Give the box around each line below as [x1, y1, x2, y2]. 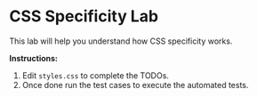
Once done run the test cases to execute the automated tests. [21, 79, 249, 90]
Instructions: [9, 53, 59, 63]
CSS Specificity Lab [9, 6, 158, 27]
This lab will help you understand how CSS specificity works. [9, 36, 233, 46]
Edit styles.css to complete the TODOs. [21, 69, 169, 81]
